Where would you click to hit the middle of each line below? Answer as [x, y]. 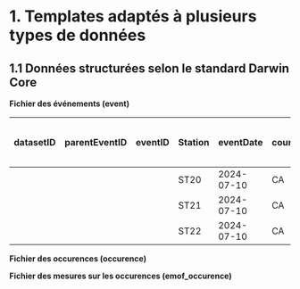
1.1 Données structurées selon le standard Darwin [150, 68]
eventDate [241, 142]
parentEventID [96, 142]
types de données [78, 35]
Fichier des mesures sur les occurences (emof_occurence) [121, 276]
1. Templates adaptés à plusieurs [133, 17]
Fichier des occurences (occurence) [78, 259]
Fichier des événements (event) [69, 103]
